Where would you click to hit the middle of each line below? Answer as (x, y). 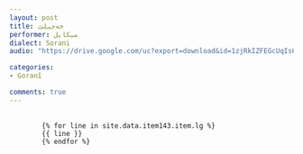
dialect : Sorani (40, 43)
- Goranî (26, 76)
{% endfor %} (66, 141)
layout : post (34, 18)
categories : (32, 68)
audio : (22, 51)
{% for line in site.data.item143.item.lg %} (129, 126)
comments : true (38, 92)
